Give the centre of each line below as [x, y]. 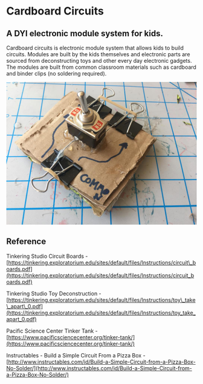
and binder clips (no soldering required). [56, 73]
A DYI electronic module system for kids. [85, 34]
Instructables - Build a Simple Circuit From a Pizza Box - [76, 355]
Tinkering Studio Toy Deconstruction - [54, 293]
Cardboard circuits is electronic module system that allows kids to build [95, 48]
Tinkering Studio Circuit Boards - [47, 256]
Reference [26, 242]
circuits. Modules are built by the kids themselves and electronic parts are [98, 54]
